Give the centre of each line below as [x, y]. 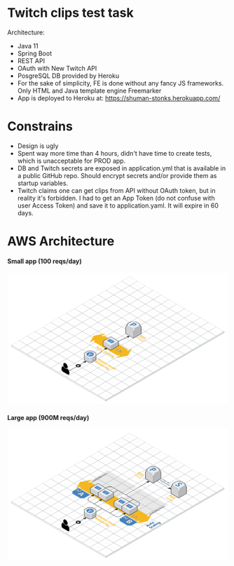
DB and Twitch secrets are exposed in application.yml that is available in [122, 168]
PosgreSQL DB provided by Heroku [68, 76]
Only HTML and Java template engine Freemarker [89, 90]
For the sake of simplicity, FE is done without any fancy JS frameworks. [121, 83]
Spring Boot [35, 53]
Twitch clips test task [71, 13]
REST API [31, 60]
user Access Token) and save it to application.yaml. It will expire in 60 [118, 205]
